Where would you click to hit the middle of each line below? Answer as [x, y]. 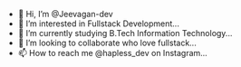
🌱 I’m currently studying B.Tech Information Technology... [125, 33]
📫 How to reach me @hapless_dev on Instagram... [113, 53]
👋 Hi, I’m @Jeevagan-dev [65, 14]
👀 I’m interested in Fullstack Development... [98, 24]
